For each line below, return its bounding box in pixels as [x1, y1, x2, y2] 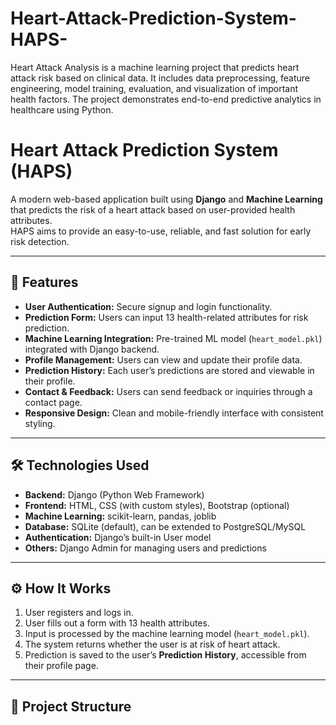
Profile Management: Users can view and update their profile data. [24, 353, 303, 366]
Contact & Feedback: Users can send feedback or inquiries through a [24, 385, 313, 397]
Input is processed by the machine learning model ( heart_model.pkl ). [24, 628, 310, 640]
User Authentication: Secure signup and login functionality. [24, 300, 273, 312]
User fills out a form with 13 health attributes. [24, 617, 210, 629]
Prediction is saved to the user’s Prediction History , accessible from [24, 649, 307, 661]
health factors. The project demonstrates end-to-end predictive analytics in [10, 93, 322, 105]
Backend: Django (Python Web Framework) [24, 488, 205, 501]
